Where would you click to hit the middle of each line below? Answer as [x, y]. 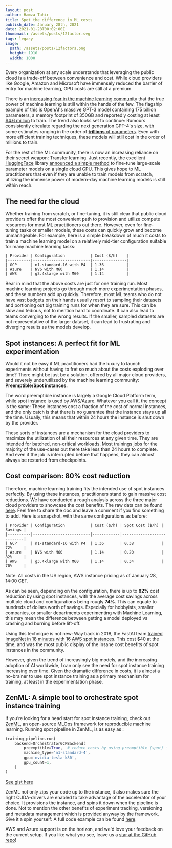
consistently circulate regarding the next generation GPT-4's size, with [80, 126]
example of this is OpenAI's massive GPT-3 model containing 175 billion [81, 110]
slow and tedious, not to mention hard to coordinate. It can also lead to [80, 311]
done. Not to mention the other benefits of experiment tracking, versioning [84, 808]
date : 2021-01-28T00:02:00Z [35, 29]
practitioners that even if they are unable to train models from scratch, [79, 174]
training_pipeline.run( [31, 739]
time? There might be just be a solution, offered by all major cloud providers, [86, 375]
